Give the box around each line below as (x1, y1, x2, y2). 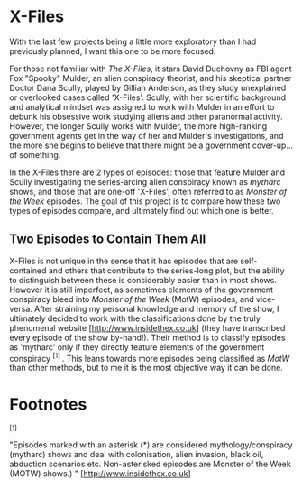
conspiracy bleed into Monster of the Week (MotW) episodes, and (9, 293, 254, 304)
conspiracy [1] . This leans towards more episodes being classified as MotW (9, 351, 290, 364)
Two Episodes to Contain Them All (9, 232, 206, 247)
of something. (9, 149, 61, 160)
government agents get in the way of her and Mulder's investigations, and (9, 130, 284, 141)
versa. (9, 303, 33, 314)
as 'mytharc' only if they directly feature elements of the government (9, 341, 265, 353)
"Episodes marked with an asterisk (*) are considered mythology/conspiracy (9, 439, 293, 450)
